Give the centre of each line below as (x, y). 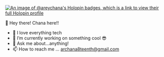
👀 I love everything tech (37, 33)
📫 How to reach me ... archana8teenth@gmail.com (66, 49)
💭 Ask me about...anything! (41, 43)
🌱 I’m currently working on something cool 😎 (60, 38)
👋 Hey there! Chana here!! (32, 23)
